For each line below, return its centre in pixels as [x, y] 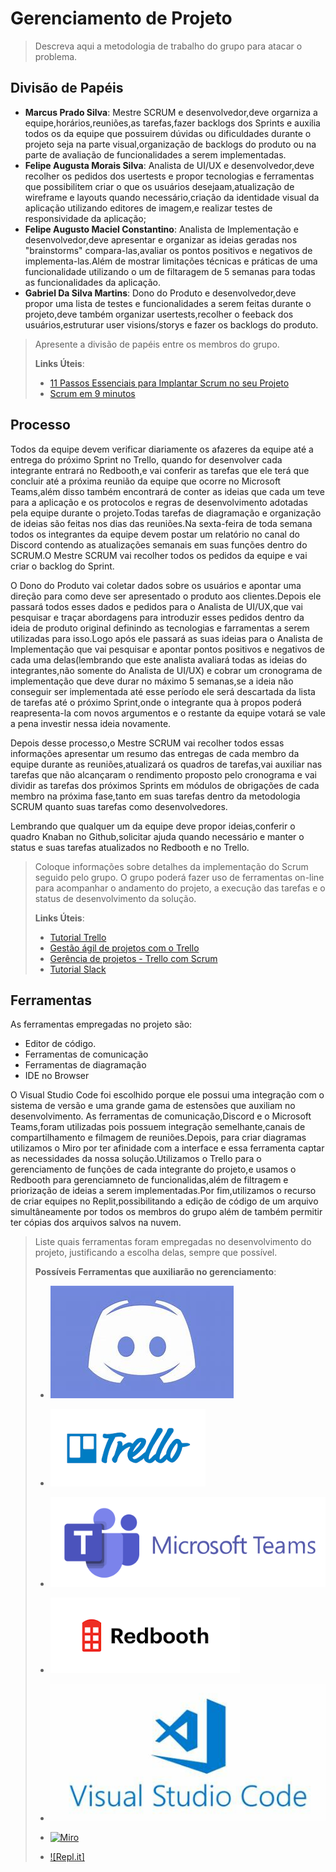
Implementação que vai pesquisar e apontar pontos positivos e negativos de [167, 649]
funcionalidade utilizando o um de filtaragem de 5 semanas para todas [170, 271]
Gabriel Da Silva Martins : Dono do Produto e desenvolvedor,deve [160, 293]
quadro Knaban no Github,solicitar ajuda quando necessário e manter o [157, 836]
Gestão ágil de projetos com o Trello [124, 948]
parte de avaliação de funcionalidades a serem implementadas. [155, 154]
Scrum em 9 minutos [92, 393]
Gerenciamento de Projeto [121, 18]
